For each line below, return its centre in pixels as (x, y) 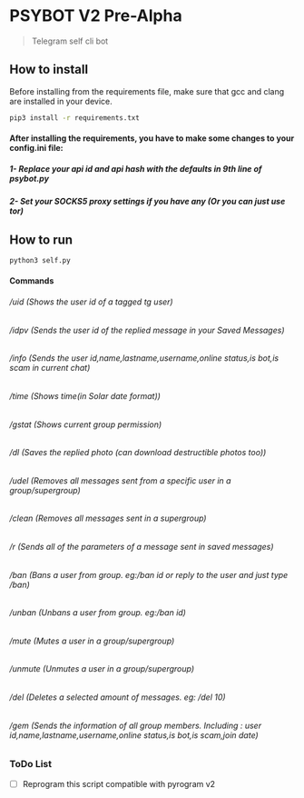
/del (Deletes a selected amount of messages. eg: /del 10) (118, 697)
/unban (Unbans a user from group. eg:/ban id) (98, 613)
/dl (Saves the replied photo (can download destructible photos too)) (138, 453)
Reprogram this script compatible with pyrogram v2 (119, 783)
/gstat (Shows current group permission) (86, 424)
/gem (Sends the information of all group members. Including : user (135, 725)
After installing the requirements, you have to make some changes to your (152, 138)
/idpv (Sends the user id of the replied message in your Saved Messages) (147, 330)
